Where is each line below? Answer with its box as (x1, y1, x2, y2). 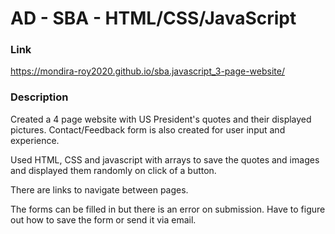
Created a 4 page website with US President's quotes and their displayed (10, 113, 312, 125)
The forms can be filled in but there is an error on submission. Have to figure (10, 203, 326, 215)
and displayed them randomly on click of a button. (10, 164, 217, 176)
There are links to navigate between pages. (10, 183, 189, 196)
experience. (10, 134, 60, 146)
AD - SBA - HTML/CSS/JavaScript (10, 7, 297, 30)
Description (10, 90, 69, 104)
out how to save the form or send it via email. (10, 213, 197, 226)
